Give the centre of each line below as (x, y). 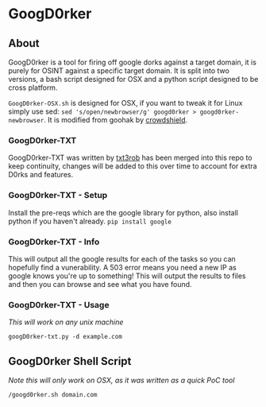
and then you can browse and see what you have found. (100, 284)
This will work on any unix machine (66, 322)
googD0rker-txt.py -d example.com (66, 337)
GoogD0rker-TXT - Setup (58, 196)
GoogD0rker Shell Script (70, 361)
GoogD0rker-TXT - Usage (59, 304)
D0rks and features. (41, 175)
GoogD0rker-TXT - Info (54, 242)
